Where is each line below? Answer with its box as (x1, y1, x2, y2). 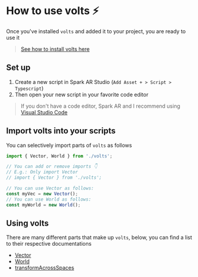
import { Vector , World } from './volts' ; (6, 153, 113, 159)
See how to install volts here (20, 45, 90, 53)
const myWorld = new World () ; (6, 202, 81, 208)
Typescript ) (14, 85, 44, 92)
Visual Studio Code (20, 108, 68, 115)
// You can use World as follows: (6, 196, 92, 202)
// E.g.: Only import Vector (6, 169, 78, 175)
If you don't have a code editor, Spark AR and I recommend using (20, 102, 181, 109)
